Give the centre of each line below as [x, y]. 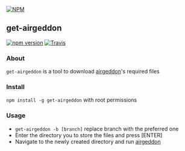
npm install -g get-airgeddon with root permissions [72, 100]
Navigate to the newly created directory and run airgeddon [88, 141]
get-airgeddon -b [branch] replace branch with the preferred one [97, 129]
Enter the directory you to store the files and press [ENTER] [89, 135]
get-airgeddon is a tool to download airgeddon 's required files [83, 72]
